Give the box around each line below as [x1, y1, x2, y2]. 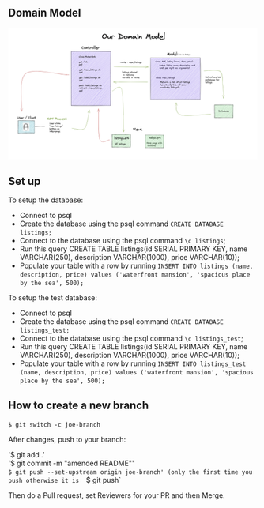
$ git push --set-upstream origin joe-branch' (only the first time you [8, 468, 253, 476]
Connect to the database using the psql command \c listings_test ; [19, 333, 243, 343]
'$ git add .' [8, 450, 45, 460]
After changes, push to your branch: [8, 435, 126, 445]
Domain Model [8, 6, 81, 20]
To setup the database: [8, 195, 84, 205]
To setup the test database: [8, 293, 97, 303]
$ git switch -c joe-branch [8, 421, 101, 429]
